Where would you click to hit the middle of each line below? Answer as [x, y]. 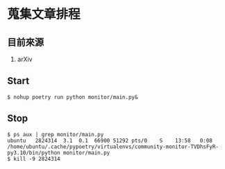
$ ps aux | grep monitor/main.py [56, 134]
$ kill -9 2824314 [34, 159]
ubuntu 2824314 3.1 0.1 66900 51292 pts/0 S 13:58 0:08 [110, 140]
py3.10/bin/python [34, 153]
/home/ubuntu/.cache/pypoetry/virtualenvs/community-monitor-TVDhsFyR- [113, 147]
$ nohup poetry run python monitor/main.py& [73, 97]
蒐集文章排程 [44, 14]
